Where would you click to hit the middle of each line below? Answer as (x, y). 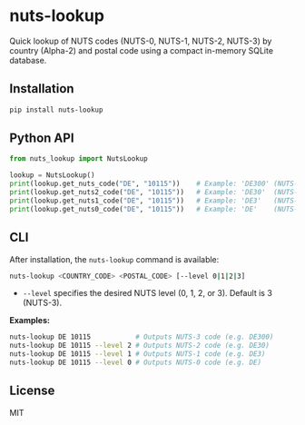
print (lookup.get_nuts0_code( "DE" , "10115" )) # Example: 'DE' (133, 209)
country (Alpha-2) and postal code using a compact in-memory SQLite (142, 50)
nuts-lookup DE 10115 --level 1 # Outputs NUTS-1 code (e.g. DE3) (138, 354)
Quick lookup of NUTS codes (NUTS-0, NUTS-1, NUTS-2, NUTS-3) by (141, 41)
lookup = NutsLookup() (52, 175)
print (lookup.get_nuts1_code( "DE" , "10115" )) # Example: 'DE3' (135, 201)
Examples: (30, 321)
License (32, 391)
